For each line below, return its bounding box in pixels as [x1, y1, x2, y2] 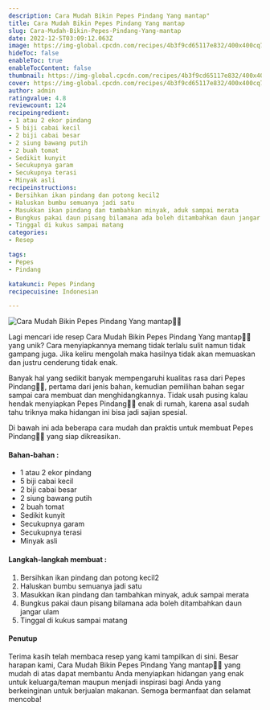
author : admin [8, 86, 56, 95]
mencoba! [8, 694, 42, 704]
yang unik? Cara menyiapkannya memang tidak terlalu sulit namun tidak [8, 341, 247, 351]
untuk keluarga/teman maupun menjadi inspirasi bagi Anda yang [8, 677, 222, 687]
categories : [8, 228, 48, 237]
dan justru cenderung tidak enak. [8, 358, 118, 367]
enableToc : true [8, 57, 63, 65]
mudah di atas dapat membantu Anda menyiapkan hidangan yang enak [8, 668, 244, 678]
